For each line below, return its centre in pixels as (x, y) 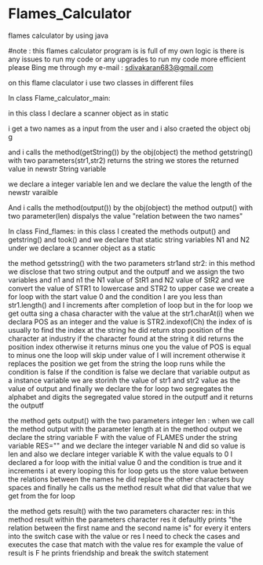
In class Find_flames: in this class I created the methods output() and (119, 231)
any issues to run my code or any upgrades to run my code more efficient (127, 59)
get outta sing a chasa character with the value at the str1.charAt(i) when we (131, 313)
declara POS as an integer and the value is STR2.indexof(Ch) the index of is (130, 321)
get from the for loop (42, 496)
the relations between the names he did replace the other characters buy (126, 479)
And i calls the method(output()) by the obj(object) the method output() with (131, 207)
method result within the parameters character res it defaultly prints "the (125, 519)
